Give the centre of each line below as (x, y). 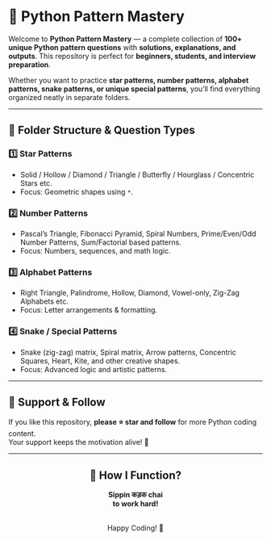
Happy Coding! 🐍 (135, 528)
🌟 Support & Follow (57, 402)
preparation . (29, 65)
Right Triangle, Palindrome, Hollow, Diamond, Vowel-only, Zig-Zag (130, 293)
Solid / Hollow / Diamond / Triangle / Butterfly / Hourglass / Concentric (137, 174)
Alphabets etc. (44, 301)
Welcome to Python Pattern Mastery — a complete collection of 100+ (125, 39)
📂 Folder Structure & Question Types (102, 130)
